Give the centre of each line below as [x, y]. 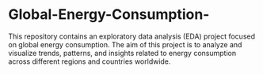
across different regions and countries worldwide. [90, 61]
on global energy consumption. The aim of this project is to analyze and [125, 44]
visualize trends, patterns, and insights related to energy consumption [122, 53]
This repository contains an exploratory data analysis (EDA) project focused [132, 36]
